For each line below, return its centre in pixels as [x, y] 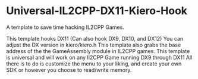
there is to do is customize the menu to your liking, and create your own [94, 64]
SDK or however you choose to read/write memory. [69, 70]
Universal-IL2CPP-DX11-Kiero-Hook [97, 11]
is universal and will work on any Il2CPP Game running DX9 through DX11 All [99, 57]
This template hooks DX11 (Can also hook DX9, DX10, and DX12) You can [95, 38]
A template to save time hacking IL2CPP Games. [65, 27]
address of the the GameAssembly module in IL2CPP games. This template [98, 51]
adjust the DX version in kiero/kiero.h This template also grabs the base [94, 45]
